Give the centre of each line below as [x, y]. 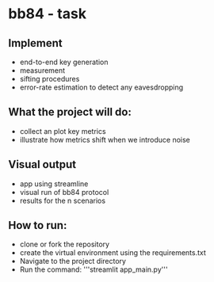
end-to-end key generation [64, 62]
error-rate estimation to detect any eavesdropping [101, 87]
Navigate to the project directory [73, 261]
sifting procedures [50, 79]
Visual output [42, 164]
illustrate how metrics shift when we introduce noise [105, 139]
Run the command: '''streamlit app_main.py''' [94, 269]
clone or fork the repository [64, 244]
